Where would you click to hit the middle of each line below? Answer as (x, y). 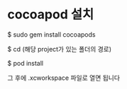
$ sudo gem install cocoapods (51, 34)
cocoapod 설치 (51, 14)
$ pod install (26, 63)
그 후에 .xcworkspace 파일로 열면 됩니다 (64, 78)
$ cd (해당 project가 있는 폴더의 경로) (60, 49)
